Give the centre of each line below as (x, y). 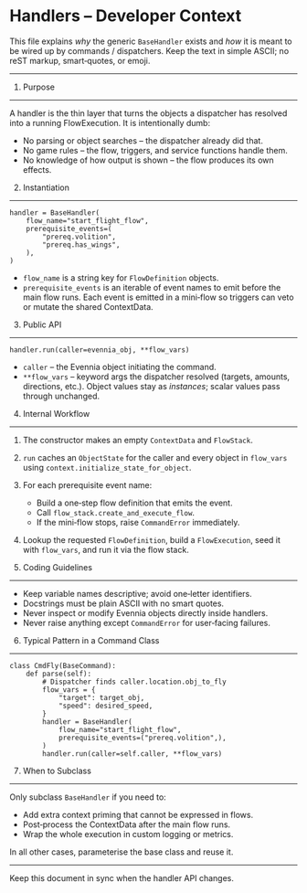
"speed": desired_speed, (106, 706)
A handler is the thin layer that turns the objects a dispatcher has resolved (148, 113)
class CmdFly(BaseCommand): (63, 665)
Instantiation (46, 187)
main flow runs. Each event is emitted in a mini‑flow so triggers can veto (158, 297)
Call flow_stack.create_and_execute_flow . (115, 512)
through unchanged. (61, 396)
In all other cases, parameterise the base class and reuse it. (122, 852)
